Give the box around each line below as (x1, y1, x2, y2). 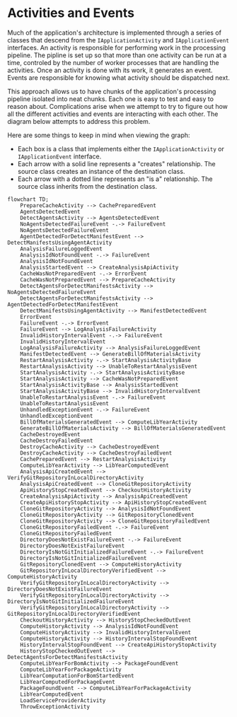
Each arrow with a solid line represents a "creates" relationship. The (17, 159, 216, 168)
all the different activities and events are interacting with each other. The (7, 110, 219, 118)
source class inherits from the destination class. (17, 182, 158, 190)
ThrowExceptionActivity (20, 703, 91, 710)
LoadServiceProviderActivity (20, 696, 106, 704)
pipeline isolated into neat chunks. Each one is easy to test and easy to (7, 94, 214, 103)
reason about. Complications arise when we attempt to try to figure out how (7, 102, 229, 110)
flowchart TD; (7, 196, 50, 203)
